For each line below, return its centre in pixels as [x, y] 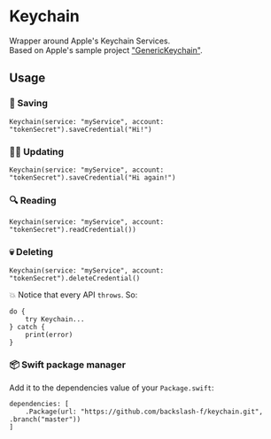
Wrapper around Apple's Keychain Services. [90, 41]
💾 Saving [29, 104]
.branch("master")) [45, 419]
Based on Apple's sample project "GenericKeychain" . [106, 50]
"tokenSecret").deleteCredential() [75, 278]
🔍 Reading [33, 200]
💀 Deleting [31, 252]
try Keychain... [55, 319]
